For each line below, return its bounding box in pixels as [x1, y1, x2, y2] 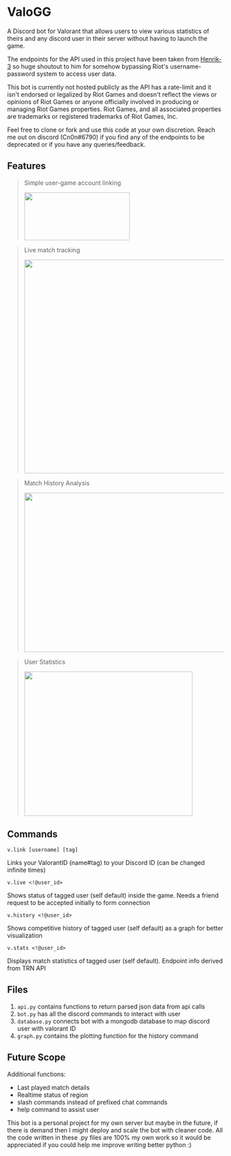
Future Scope [7, 1052, 66, 1064]
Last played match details [16, 1083, 90, 1091]
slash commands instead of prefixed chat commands [16, 1097, 168, 1106]
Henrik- [200, 54, 222, 63]
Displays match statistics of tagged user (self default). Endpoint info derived [7, 957, 223, 965]
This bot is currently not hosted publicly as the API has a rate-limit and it [7, 83, 212, 91]
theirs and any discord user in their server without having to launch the [7, 34, 208, 42]
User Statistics [23, 658, 66, 666]
